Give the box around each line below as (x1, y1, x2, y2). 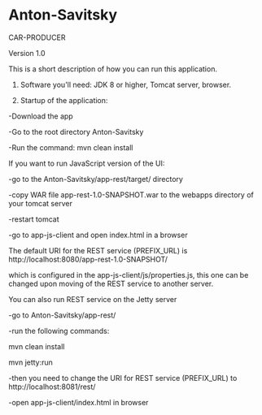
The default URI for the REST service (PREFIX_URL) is (8, 245, 188, 255)
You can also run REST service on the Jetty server (8, 294, 177, 304)
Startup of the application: (20, 95, 108, 105)
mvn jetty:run (8, 357, 53, 367)
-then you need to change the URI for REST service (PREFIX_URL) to (8, 373, 238, 383)
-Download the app (8, 111, 73, 121)
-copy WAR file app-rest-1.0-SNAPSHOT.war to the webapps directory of (8, 189, 254, 200)
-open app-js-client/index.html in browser (8, 397, 149, 407)
